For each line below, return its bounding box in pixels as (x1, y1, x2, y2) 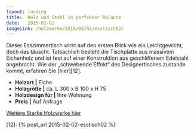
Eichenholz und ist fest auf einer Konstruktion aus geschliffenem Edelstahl (6, 54, 189, 62)
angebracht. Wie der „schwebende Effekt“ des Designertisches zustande (6, 61, 186, 68)
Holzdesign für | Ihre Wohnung (14, 92, 92, 99)
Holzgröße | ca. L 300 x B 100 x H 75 (14, 85, 106, 93)
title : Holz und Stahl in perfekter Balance (6, 14, 121, 20)
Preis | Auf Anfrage (14, 98, 63, 105)
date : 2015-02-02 (6, 20, 55, 26)
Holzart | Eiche (14, 79, 53, 86)
